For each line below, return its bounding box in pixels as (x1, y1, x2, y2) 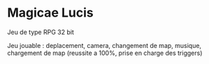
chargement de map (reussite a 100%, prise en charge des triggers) (7, 49, 203, 57)
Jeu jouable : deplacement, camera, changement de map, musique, (7, 41, 201, 49)
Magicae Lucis (7, 5, 94, 21)
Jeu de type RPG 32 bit (7, 28, 75, 36)
